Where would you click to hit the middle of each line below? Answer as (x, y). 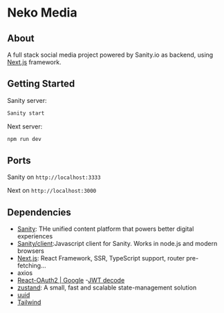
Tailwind (29, 303)
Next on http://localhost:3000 (52, 191)
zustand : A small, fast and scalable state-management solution (107, 287)
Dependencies (39, 212)
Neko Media (42, 13)
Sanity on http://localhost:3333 (54, 177)
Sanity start (26, 113)
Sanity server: (27, 100)
